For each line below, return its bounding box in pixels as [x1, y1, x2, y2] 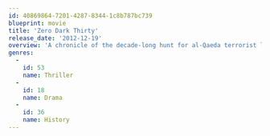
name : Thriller [22, 71, 74, 79]
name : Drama [22, 94, 63, 102]
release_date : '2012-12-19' [8, 34, 103, 42]
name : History [22, 116, 70, 124]
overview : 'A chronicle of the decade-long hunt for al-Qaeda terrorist [8, 42, 257, 50]
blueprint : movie [8, 19, 67, 27]
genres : [8, 49, 35, 57]
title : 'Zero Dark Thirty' [8, 26, 99, 34]
